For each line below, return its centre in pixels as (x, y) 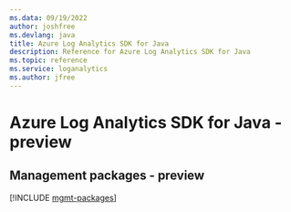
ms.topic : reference (49, 60)
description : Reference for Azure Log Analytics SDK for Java (130, 52)
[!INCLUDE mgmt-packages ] (63, 197)
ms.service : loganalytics (58, 69)
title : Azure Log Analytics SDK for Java (89, 43)
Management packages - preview (107, 176)
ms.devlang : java (42, 35)
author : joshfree (42, 26)
